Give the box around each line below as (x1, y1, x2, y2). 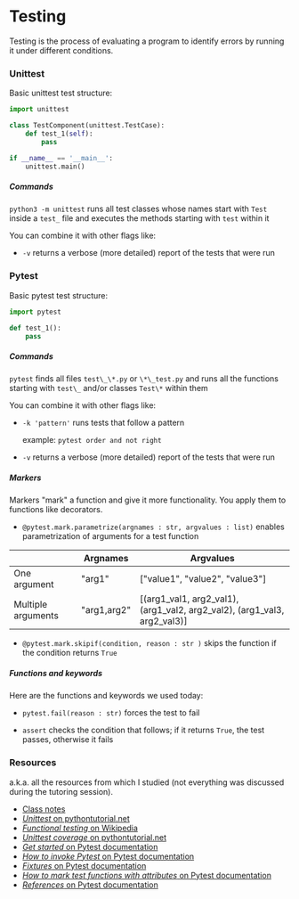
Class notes (21, 804, 66, 814)
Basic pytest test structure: (9, 290, 109, 300)
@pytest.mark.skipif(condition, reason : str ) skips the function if (21, 638, 278, 649)
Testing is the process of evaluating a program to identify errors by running (9, 36, 285, 46)
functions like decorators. (9, 504, 103, 515)
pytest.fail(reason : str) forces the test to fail (21, 707, 200, 718)
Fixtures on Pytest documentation (21, 860, 147, 870)
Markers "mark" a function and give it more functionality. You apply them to (9, 494, 287, 505)
